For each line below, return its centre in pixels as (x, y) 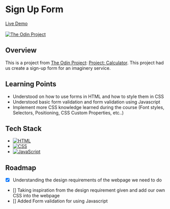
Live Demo (17, 23)
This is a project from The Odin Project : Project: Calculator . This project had (84, 63)
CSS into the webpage (36, 196)
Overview (21, 50)
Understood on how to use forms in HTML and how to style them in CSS (88, 96)
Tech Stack (23, 128)
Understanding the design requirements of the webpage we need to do (87, 180)
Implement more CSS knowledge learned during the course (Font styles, (88, 107)
